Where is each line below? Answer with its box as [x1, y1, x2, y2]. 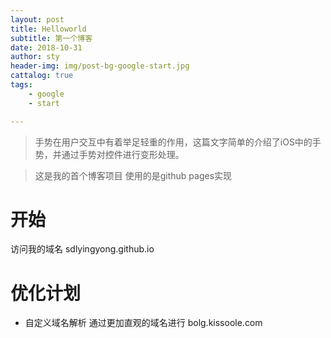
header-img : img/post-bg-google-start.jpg [10, 61, 190, 71]
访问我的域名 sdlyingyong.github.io [10, 243, 155, 255]
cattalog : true [10, 71, 74, 81]
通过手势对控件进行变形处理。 [61, 148, 185, 160]
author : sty [10, 52, 60, 62]
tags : [10, 80, 33, 90]
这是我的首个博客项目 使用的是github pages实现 [34, 169, 233, 181]
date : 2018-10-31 [10, 42, 83, 53]
